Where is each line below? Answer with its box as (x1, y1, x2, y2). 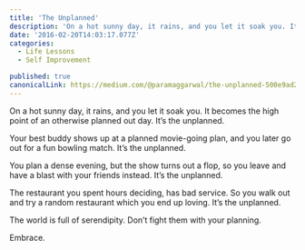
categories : (9, 38, 54, 48)
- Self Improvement (17, 55, 92, 65)
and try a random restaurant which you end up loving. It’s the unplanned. (9, 196, 281, 207)
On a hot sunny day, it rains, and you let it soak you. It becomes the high (9, 105, 280, 116)
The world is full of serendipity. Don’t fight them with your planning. (9, 215, 261, 225)
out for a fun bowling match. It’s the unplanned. (9, 142, 186, 153)
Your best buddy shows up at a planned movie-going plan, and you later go (9, 133, 291, 144)
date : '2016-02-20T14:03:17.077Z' (9, 30, 141, 39)
